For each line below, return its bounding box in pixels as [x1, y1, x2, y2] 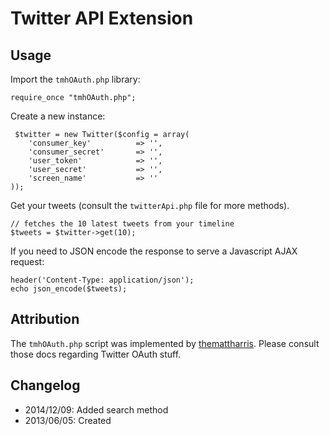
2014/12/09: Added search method [24, 403, 169, 416]
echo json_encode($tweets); [10, 284, 128, 294]
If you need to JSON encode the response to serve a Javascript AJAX [10, 245, 298, 257]
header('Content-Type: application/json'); [10, 275, 195, 285]
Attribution [10, 311, 80, 328]
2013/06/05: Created [24, 414, 112, 426]
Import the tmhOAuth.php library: [10, 73, 141, 85]
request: [10, 256, 45, 267]
